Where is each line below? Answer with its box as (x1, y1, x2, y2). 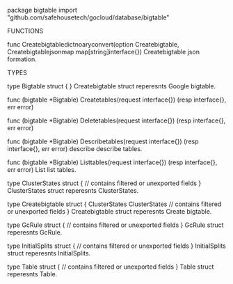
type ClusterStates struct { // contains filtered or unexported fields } (7, 179, 202, 187)
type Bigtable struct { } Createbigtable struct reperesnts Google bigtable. (7, 82, 216, 90)
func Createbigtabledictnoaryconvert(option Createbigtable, (7, 40, 179, 48)
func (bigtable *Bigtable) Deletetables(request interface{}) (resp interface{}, (7, 116, 226, 125)
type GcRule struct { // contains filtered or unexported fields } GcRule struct (7, 221, 224, 229)
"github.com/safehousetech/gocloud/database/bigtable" (7, 13, 170, 22)
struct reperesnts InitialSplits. (7, 249, 91, 257)
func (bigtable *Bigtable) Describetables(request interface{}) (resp (7, 137, 200, 145)
